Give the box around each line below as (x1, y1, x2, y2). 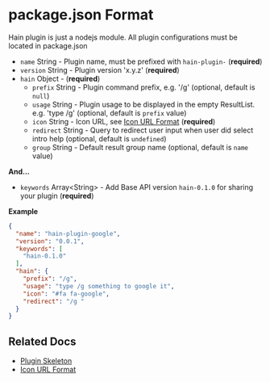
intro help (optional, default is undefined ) (31, 133, 167, 143)
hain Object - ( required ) (19, 73, 101, 83)
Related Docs (8, 334, 77, 348)
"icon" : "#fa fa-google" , (23, 289, 110, 298)
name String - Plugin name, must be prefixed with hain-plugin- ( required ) (19, 57, 263, 66)
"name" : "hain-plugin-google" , (15, 229, 121, 237)
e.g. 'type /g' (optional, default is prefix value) (31, 107, 187, 118)
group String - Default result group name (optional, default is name (31, 142, 248, 152)
